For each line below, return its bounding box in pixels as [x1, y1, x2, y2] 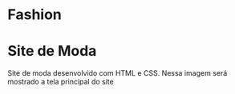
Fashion [7, 6, 62, 24]
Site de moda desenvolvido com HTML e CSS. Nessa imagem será [7, 69, 228, 78]
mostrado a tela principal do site [7, 77, 114, 87]
